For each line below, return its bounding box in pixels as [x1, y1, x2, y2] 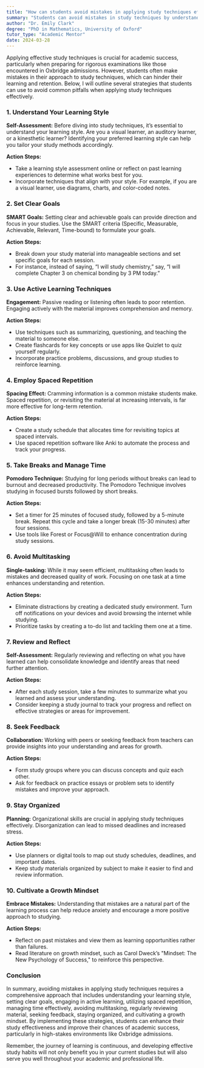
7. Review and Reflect [6, 637, 71, 646]
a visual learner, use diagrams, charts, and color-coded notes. [15, 184, 171, 192]
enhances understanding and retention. [6, 579, 105, 587]
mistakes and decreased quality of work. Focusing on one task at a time [6, 573, 186, 580]
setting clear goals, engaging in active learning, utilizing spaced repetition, [6, 998, 192, 1005]
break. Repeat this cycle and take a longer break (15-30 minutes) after [15, 518, 191, 525]
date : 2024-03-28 [6, 37, 50, 43]
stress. [6, 828, 23, 835]
